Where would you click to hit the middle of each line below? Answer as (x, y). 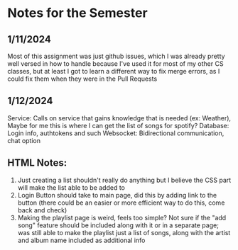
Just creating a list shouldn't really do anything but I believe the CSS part (124, 180)
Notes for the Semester (77, 13)
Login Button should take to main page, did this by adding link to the (117, 195)
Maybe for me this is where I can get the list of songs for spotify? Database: (118, 125)
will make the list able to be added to (71, 187)
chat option (24, 140)
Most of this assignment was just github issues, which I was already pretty (116, 56)
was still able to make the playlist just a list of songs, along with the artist (124, 232)
